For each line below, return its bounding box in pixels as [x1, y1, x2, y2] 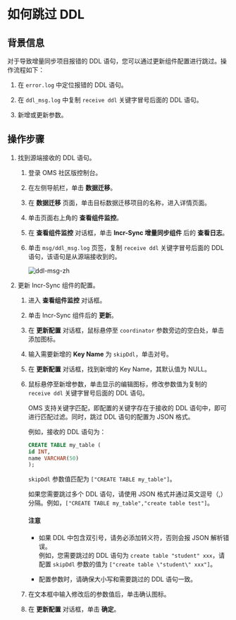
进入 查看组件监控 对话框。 [27, 296, 106, 304]
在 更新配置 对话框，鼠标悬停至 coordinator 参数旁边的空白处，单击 [27, 326, 225, 334]
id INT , [27, 448, 51, 455]
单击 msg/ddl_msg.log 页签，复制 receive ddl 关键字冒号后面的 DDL [27, 243, 224, 251]
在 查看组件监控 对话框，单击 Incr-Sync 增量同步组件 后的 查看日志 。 [27, 228, 229, 237]
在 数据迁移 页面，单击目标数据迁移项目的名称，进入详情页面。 [27, 198, 211, 207]
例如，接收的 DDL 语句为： [27, 427, 106, 436]
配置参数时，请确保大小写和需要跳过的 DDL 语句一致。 [38, 575, 197, 583]
